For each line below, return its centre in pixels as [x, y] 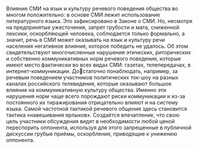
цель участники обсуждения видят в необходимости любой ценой [91, 121]
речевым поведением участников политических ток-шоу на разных [92, 77]
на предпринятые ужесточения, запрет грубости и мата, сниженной [93, 27]
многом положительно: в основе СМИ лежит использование [83, 15]
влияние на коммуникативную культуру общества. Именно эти [86, 90]
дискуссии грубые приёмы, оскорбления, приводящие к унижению [92, 134]
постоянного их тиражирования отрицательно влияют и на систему [92, 102]
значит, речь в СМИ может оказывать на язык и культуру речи [86, 40]
